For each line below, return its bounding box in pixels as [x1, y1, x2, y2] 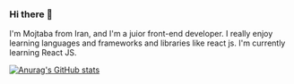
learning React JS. [9, 47, 77, 58]
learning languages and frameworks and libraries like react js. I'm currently [9, 38, 286, 48]
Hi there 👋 [9, 8, 54, 21]
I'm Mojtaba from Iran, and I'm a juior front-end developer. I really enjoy [9, 29, 273, 39]
